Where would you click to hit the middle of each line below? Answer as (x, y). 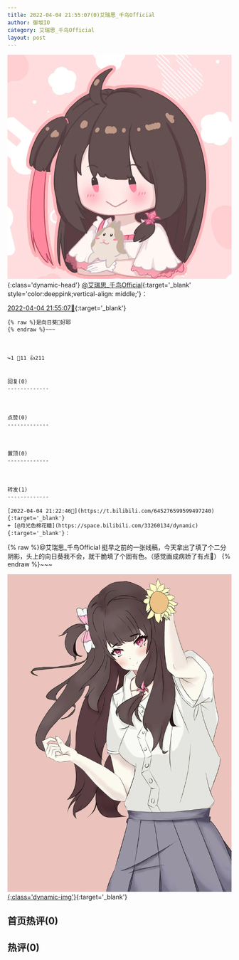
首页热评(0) (33, 921)
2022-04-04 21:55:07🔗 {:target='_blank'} (67, 308)
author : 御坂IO (29, 22)
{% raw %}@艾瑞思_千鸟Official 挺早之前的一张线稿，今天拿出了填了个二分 (117, 547)
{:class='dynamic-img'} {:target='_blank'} (68, 897)
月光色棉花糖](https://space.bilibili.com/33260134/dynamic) (110, 526)
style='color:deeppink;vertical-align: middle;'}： (78, 294)
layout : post (27, 38)
